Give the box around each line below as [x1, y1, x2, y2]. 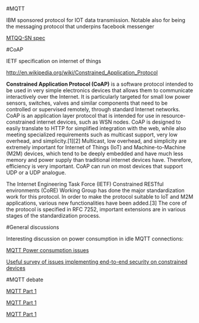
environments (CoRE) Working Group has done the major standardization [6, 187, 185, 194]
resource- [161, 112, 186, 119]
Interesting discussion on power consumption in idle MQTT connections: [6, 235, 184, 242]
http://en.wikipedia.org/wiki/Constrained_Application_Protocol [6, 69, 158, 76]
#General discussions [6, 224, 59, 231]
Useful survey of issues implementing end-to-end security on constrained [6, 258, 188, 265]
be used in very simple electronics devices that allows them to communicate [6, 87, 193, 94]
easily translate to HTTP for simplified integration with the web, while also [6, 125, 187, 131]
